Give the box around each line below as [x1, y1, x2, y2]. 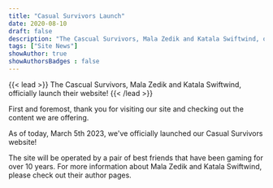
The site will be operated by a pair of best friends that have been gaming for [8, 152, 264, 163]
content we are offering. [8, 112, 89, 122]
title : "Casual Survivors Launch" [8, 11, 126, 20]
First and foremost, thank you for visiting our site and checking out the [8, 103, 244, 114]
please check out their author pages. [8, 170, 132, 180]
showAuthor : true [8, 50, 67, 58]
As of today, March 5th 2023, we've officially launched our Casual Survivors [8, 128, 263, 138]
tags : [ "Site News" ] [8, 42, 79, 50]
